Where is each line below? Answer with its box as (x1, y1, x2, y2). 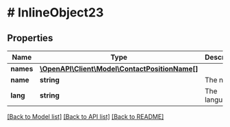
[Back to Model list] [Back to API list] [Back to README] (7, 113, 164, 121)
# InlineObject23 (7, 5, 104, 21)
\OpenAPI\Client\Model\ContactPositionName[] (40, 64, 199, 73)
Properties (7, 32, 53, 44)
